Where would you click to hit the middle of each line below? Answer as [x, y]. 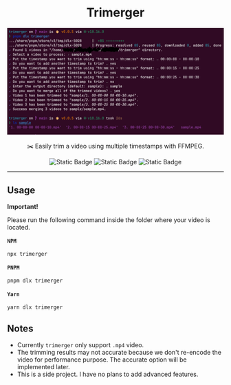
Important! [23, 207]
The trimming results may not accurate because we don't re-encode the [119, 353]
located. [19, 228]
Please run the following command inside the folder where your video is [109, 220]
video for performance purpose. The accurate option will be [102, 360]
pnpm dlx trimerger [35, 280]
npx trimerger [27, 254]
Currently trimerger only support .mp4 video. [80, 345]
